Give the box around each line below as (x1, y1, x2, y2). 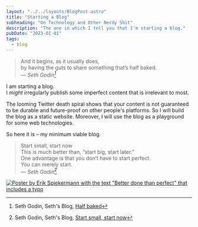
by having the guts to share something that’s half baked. (20, 64, 157, 71)
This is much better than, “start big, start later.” (20, 148, 134, 155)
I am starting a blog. (6, 83, 55, 90)
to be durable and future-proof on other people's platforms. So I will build (6, 107, 184, 114)
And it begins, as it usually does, (20, 57, 100, 65)
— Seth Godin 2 (20, 167, 57, 175)
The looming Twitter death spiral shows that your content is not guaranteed (6, 100, 189, 107)
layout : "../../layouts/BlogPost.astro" (6, 8, 107, 15)
